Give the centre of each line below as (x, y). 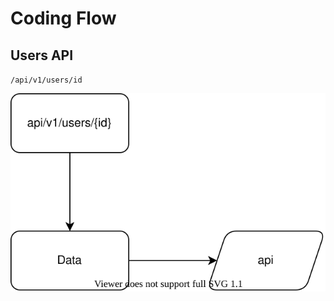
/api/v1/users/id (46, 80)
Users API (42, 55)
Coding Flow (63, 18)
